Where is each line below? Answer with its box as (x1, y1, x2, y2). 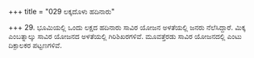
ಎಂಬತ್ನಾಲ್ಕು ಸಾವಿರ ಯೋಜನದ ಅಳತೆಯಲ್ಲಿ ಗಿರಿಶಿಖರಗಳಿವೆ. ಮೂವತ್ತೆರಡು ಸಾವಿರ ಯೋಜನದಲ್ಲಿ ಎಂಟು (8, 32, 242, 41)
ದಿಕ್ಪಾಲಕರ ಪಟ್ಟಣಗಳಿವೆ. (8, 41, 62, 50)
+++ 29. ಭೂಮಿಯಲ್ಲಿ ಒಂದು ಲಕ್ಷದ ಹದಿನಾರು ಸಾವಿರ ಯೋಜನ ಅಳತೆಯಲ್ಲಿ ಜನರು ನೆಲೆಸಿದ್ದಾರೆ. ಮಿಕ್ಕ (8, 23, 246, 32)
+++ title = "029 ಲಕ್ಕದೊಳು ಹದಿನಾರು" (8, 7, 115, 16)
